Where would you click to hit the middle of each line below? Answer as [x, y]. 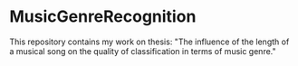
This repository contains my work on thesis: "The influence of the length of [149, 42]
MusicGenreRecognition [103, 17]
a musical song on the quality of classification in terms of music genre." [143, 51]
